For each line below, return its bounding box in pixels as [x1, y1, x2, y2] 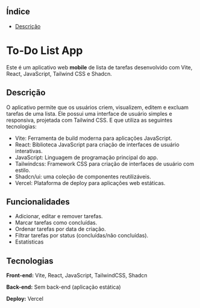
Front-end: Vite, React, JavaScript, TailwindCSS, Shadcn [6, 272, 148, 279]
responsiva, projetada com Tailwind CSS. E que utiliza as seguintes [6, 116, 173, 124]
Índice [6, 7, 30, 17]
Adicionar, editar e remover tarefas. [14, 213, 104, 220]
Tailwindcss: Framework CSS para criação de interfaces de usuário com [14, 160, 195, 167]
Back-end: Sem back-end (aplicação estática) [6, 283, 122, 291]
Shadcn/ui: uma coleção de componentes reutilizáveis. [14, 173, 152, 180]
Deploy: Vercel [6, 295, 44, 303]
